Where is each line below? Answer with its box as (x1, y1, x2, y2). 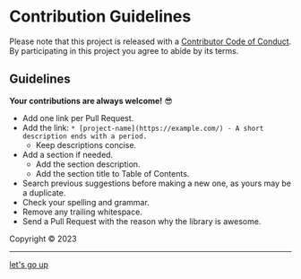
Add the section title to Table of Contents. (35, 168, 190, 179)
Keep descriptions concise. (35, 139, 137, 150)
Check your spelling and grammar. (21, 196, 150, 207)
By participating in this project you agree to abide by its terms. (9, 45, 239, 56)
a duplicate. (21, 187, 66, 198)
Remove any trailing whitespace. (21, 206, 143, 217)
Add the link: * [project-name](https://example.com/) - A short (21, 122, 264, 133)
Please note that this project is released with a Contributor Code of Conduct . (9, 36, 292, 47)
